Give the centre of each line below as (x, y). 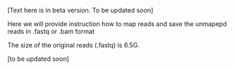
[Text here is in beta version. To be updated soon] (80, 10)
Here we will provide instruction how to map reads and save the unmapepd (117, 24)
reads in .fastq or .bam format (51, 31)
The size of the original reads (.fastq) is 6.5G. (74, 45)
